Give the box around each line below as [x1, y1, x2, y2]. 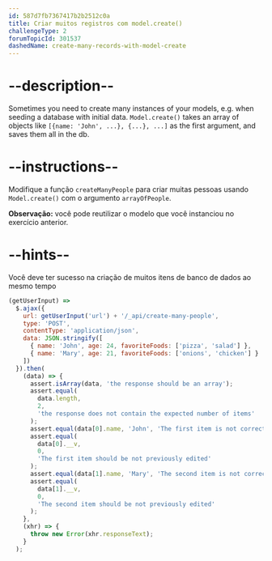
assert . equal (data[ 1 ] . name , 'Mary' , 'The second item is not [29, 470, 241, 478]
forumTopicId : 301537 [8, 34, 82, 43]
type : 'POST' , [23, 319, 70, 328]
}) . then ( [15, 364, 45, 372]
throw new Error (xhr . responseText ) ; [29, 530, 154, 538]
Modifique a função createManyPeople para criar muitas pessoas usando [8, 185, 249, 194]
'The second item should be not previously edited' [37, 499, 216, 508]
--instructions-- [8, 158, 119, 176]
